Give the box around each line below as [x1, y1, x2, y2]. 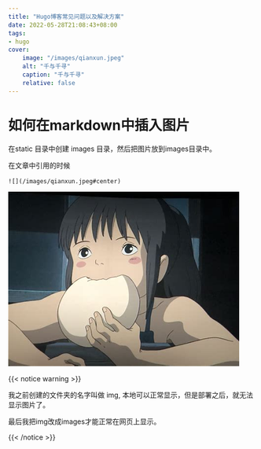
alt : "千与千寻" [22, 63, 71, 71]
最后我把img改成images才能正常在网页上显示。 [8, 417, 161, 426]
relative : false [22, 79, 76, 86]
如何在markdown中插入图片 [8, 116, 190, 134]
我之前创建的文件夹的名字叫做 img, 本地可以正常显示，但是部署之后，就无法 [8, 390, 254, 399]
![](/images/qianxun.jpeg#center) [8, 177, 122, 185]
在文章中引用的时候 [8, 160, 71, 170]
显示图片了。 [8, 399, 50, 409]
